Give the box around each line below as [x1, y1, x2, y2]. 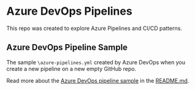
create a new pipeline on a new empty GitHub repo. [6, 65, 137, 72]
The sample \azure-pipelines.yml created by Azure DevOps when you [6, 58, 186, 66]
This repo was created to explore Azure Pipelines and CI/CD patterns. [6, 24, 183, 32]
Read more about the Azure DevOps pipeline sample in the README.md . [6, 77, 189, 84]
